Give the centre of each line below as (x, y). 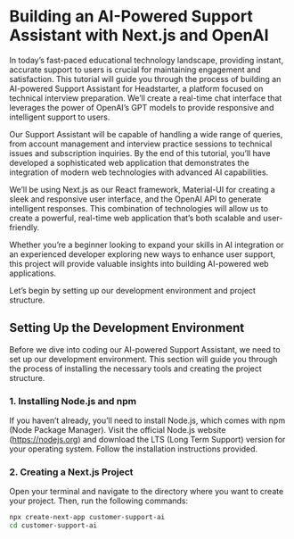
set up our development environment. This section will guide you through (143, 359)
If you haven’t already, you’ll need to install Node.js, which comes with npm (147, 420)
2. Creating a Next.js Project (71, 472)
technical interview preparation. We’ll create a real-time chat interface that (146, 98)
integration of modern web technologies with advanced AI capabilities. (139, 172)
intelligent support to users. (60, 117)
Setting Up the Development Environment (127, 328)
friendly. (24, 227)
